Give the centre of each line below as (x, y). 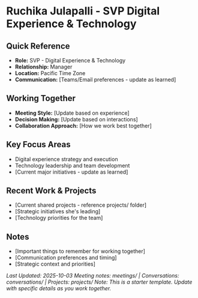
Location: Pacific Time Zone (50, 73)
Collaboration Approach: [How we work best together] (83, 126)
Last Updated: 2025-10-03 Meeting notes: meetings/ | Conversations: (93, 276)
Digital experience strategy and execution (66, 159)
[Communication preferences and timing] (66, 258)
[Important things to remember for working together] (80, 251)
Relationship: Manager (43, 67)
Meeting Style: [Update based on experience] (72, 113)
